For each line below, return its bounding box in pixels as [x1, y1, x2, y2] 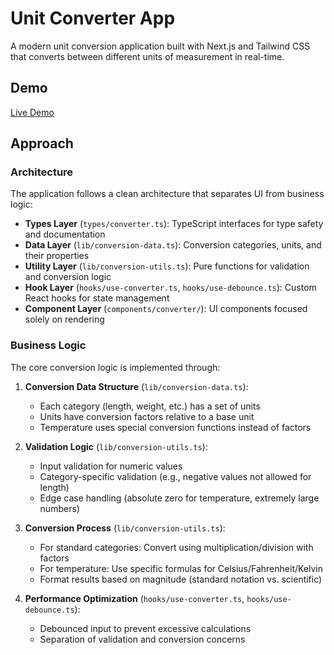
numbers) [39, 502, 80, 514]
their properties [24, 250, 90, 262]
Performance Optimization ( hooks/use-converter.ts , [24, 592, 245, 604]
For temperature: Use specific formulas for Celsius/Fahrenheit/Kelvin [39, 562, 324, 574]
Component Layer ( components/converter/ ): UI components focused [24, 303, 308, 315]
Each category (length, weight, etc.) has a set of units [39, 400, 261, 412]
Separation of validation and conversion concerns [39, 633, 246, 645]
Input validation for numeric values [39, 460, 183, 472]
